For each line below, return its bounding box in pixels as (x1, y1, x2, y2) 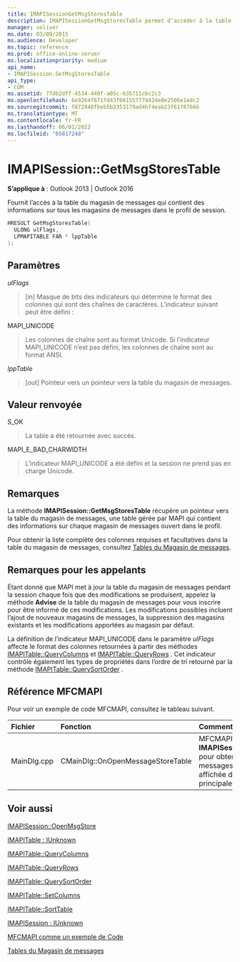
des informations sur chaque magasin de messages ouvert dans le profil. (7, 522, 222, 530)
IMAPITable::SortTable (7, 905, 73, 913)
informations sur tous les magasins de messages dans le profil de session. (7, 206, 226, 214)
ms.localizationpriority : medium (7, 57, 107, 64)
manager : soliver (7, 24, 59, 31)
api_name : (7, 64, 37, 71)
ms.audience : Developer (7, 37, 79, 44)
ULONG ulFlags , (14, 227, 59, 234)
